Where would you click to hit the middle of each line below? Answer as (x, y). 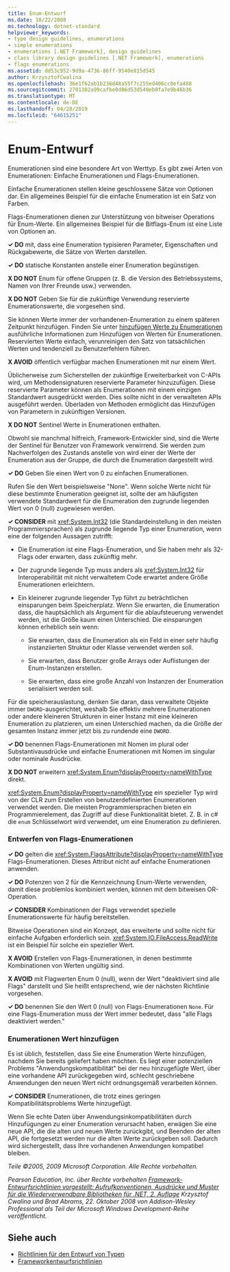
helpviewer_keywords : (39, 33)
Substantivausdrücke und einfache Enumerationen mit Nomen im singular (112, 751)
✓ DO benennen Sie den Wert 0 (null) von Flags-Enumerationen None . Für (111, 1006)
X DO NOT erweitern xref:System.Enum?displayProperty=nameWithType (110, 772)
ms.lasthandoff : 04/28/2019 (48, 109)
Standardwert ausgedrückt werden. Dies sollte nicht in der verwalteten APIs (115, 397)
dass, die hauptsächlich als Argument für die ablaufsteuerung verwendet (120, 612)
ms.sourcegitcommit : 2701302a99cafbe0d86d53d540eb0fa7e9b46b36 (100, 90)
